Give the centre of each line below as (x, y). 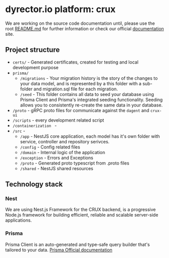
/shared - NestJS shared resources (57, 168)
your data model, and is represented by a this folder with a (81, 83)
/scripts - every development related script (58, 120)
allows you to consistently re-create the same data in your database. (91, 105)
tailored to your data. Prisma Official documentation (59, 250)
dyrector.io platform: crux (61, 9)
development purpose (36, 67)
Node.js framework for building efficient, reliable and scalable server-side (82, 215)
